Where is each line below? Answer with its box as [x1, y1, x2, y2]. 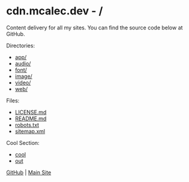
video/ [14, 79, 31, 86]
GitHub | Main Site [6, 169, 52, 176]
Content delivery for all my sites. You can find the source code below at [6, 24, 183, 31]
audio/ [14, 60, 31, 67]
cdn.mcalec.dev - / [6, 4, 103, 18]
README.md [14, 115, 47, 122]
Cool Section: [6, 139, 40, 146]
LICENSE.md [14, 108, 47, 116]
